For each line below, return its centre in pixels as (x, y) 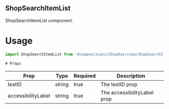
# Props (13, 63)
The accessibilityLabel (127, 92)
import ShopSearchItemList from (39, 54)
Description (131, 76)
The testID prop (119, 84)
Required (85, 76)
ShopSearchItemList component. (39, 20)
